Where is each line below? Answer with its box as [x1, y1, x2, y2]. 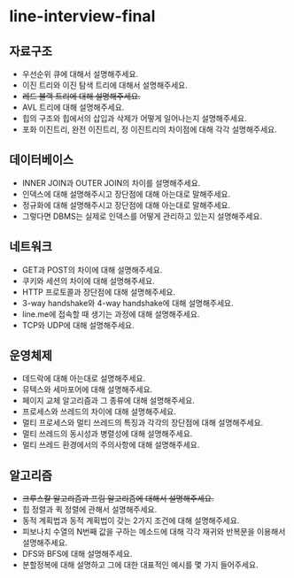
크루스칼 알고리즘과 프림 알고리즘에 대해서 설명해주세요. [21, 493, 214, 504]
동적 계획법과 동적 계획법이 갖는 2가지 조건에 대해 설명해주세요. [21, 515, 240, 526]
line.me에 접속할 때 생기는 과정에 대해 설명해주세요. [21, 308, 200, 320]
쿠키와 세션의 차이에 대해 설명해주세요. [21, 275, 155, 286]
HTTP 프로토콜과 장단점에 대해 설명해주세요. [21, 286, 175, 297]
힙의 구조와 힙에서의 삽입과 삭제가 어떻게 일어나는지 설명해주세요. [21, 113, 247, 123]
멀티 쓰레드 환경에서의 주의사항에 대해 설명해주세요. [21, 440, 200, 451]
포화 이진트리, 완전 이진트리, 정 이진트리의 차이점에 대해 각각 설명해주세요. [21, 124, 277, 135]
